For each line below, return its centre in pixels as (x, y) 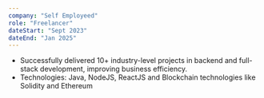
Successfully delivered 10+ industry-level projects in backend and (128, 61)
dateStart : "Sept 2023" (48, 30)
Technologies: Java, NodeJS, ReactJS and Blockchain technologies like (138, 77)
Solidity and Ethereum (56, 86)
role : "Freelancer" (41, 23)
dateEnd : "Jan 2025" (43, 38)
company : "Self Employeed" (53, 16)
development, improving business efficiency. (114, 69)
